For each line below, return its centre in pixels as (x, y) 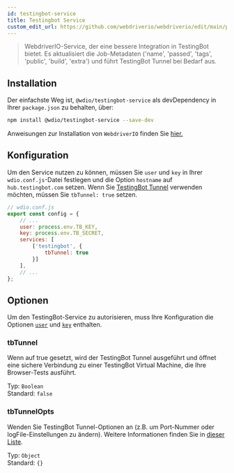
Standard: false (30, 393)
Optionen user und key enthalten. (55, 324)
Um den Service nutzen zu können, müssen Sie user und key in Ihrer (105, 172)
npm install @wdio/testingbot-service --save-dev (81, 120)
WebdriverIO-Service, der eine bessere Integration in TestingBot (116, 47)
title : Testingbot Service (46, 20)
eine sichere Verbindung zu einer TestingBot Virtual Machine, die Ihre (107, 365)
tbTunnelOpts (31, 412)
